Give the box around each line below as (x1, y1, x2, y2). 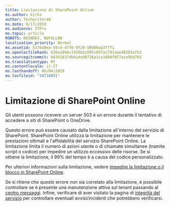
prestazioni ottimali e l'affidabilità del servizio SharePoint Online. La (5, 138, 146, 144)
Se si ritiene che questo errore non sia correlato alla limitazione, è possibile (5, 179, 162, 185)
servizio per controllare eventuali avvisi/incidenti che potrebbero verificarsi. (5, 195, 163, 201)
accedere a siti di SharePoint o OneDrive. (5, 117, 91, 123)
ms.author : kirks (5, 12, 42, 17)
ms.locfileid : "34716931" (5, 73, 60, 78)
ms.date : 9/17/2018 (5, 21, 47, 27)
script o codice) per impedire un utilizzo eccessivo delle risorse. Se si (5, 148, 151, 154)
